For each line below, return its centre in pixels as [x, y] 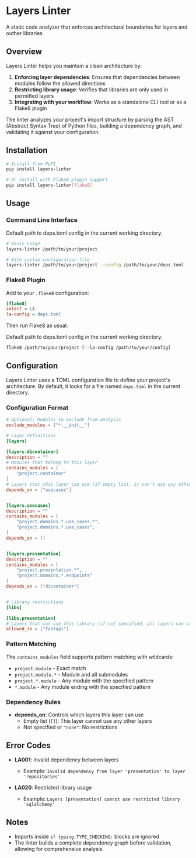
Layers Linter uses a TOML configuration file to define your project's [88, 380]
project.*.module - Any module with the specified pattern [84, 681]
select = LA [20, 309]
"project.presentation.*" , [49, 570]
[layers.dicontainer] [32, 452]
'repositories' [41, 777]
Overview [24, 52]
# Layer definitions [31, 435]
